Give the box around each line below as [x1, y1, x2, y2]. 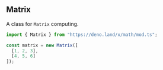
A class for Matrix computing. [6, 20, 79, 27]
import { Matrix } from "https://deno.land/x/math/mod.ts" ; [6, 32, 158, 38]
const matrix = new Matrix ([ [6, 42, 78, 48]
